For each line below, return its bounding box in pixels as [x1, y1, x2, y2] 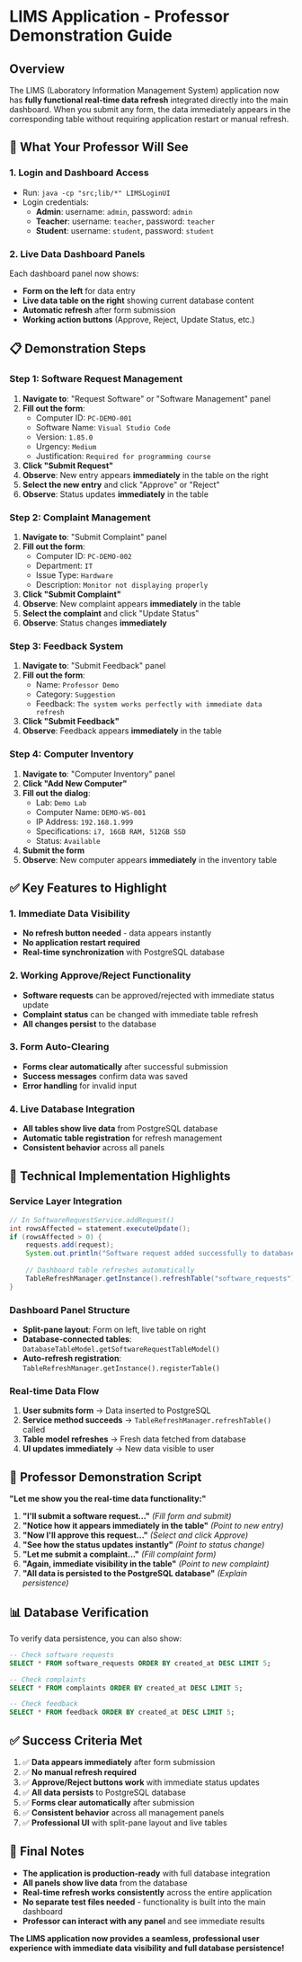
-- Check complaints [9, 1674, 87, 1684]
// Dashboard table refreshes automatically [25, 1265, 195, 1275]
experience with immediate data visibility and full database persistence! [9, 1942, 285, 1953]
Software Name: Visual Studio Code [35, 422, 171, 432]
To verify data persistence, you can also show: [9, 1633, 182, 1644]
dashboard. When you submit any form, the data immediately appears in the [9, 104, 291, 114]
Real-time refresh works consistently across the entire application [22, 1887, 272, 1897]
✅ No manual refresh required [22, 1766, 138, 1777]
